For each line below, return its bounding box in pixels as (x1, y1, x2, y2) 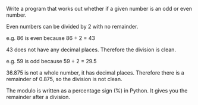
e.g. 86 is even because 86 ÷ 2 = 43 (6, 35, 95, 41)
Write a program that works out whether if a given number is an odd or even (6, 5, 192, 12)
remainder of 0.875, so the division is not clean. (6, 76, 123, 82)
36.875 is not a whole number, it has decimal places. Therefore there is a (6, 69, 184, 76)
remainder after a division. (6, 94, 70, 100)
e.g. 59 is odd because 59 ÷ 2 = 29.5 (6, 58, 97, 64)
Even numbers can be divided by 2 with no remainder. (6, 23, 139, 30)
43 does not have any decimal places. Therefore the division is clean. (6, 46, 177, 53)
